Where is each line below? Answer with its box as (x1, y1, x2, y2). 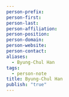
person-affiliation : (6, 25, 58, 32)
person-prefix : (6, 8, 44, 15)
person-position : (6, 31, 50, 37)
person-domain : (6, 37, 44, 43)
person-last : (6, 20, 39, 26)
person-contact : (6, 48, 47, 54)
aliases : (6, 54, 28, 60)
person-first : (6, 14, 42, 20)
